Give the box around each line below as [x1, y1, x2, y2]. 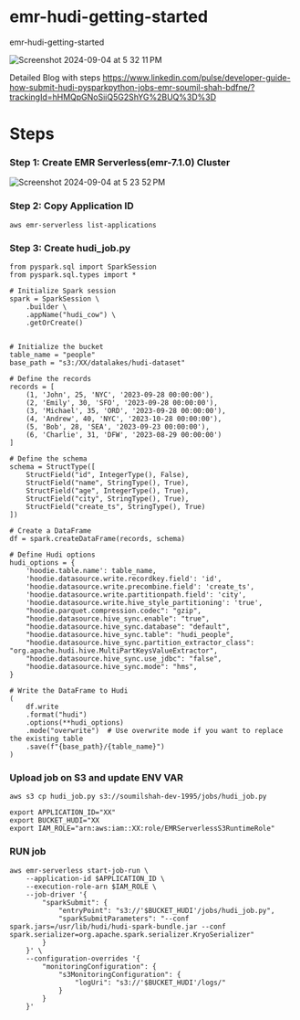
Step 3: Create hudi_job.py [9, 241, 131, 254]
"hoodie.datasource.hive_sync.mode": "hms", [26, 663, 198, 672]
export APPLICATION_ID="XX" [9, 808, 117, 817]
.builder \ [26, 303, 67, 312]
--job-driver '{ [26, 889, 88, 899]
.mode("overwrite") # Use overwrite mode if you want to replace [26, 727, 284, 736]
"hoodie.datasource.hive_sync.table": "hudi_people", [26, 631, 234, 640]
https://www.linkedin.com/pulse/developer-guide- [102, 71, 291, 83]
